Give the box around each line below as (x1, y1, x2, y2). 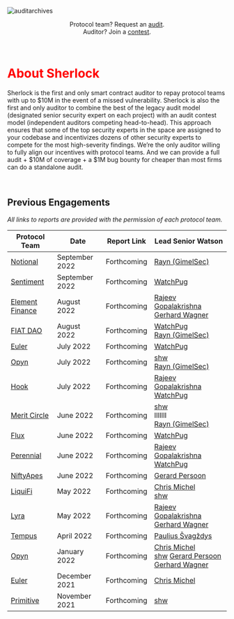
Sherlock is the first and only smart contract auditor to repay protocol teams (7, 88, 225, 97)
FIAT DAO (10, 326, 42, 335)
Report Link (107, 236, 146, 246)
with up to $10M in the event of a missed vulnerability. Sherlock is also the (7, 96, 220, 104)
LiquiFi (10, 486, 33, 496)
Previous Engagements (7, 196, 110, 209)
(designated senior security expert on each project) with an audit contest (7, 110, 217, 119)
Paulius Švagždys (154, 531, 212, 541)
